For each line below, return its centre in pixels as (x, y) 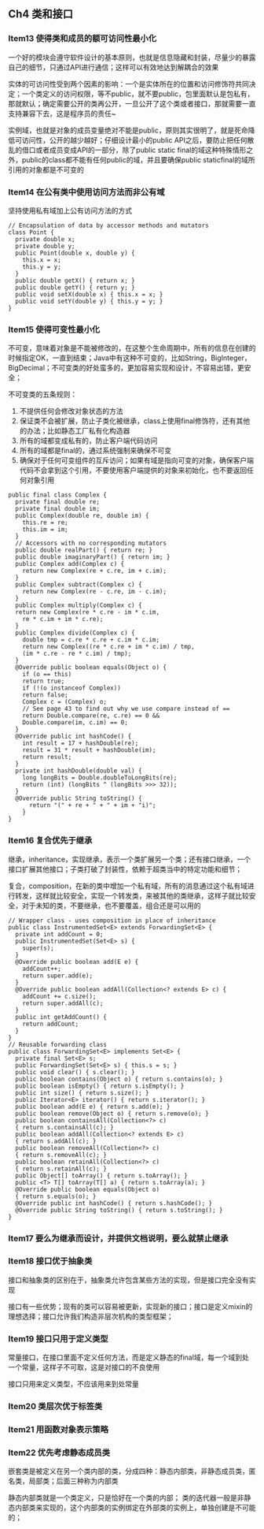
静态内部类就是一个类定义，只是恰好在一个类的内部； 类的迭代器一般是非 (126, 1498)
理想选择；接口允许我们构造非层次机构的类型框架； (91, 1316)
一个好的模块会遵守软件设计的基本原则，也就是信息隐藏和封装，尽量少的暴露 (132, 57)
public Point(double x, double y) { (75, 253)
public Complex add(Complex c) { (70, 564)
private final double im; (58, 509)
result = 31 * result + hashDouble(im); (89, 750)
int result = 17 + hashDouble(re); (81, 743)
